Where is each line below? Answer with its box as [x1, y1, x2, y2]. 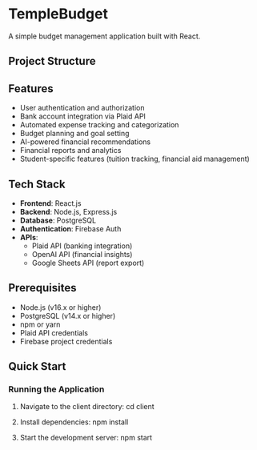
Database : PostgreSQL [19, 215, 97, 225]
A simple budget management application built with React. [8, 31, 201, 41]
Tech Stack [8, 177, 66, 191]
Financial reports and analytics [19, 146, 122, 155]
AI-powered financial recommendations [19, 137, 151, 147]
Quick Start [8, 360, 66, 373]
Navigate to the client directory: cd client [19, 402, 155, 412]
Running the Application [8, 384, 105, 395]
